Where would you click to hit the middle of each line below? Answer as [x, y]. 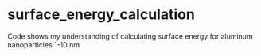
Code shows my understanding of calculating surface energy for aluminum [130, 36]
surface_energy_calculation [101, 15]
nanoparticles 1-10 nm [44, 44]
